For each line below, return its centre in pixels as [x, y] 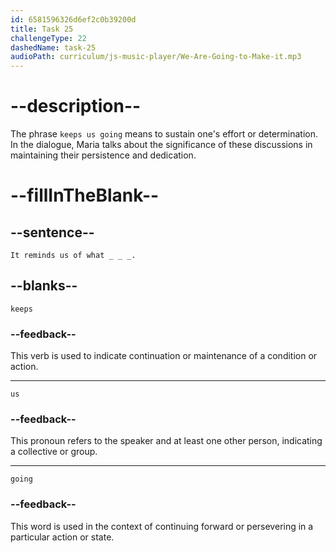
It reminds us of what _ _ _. [73, 256]
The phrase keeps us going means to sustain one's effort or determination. [164, 134]
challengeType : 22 [48, 38]
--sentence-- [52, 232]
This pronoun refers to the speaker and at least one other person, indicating [166, 441]
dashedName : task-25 [53, 47]
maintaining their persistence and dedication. [103, 155]
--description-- [76, 106]
